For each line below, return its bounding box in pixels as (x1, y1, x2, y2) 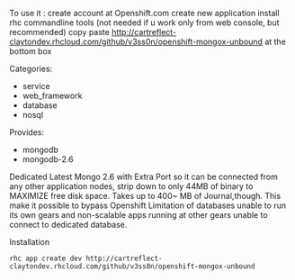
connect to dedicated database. (9, 220, 128, 230)
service (22, 81, 51, 91)
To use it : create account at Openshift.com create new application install (9, 8, 281, 18)
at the (264, 36, 286, 47)
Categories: (9, 63, 53, 74)
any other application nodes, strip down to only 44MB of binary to (9, 181, 254, 192)
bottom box (9, 46, 52, 57)
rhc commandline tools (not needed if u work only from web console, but (9, 17, 281, 28)
